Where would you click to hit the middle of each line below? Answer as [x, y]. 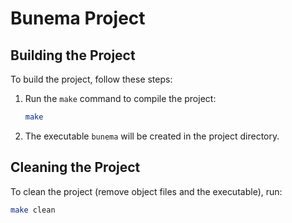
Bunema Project [78, 18]
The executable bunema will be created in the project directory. [152, 136]
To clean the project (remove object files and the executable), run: [146, 191]
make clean [33, 210]
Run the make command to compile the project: [120, 98]
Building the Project [73, 55]
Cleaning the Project [75, 167]
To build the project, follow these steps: [91, 79]
